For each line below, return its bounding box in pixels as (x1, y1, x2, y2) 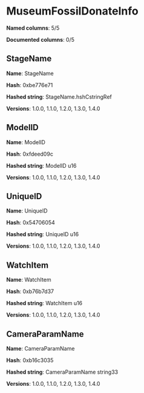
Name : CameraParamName (6, 345, 75, 352)
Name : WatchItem (6, 276, 51, 283)
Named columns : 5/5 (6, 24, 60, 31)
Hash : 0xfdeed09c (6, 150, 53, 157)
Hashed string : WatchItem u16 (6, 300, 83, 307)
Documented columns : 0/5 (6, 36, 74, 43)
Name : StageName (6, 70, 54, 77)
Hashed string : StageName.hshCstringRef (6, 93, 112, 101)
